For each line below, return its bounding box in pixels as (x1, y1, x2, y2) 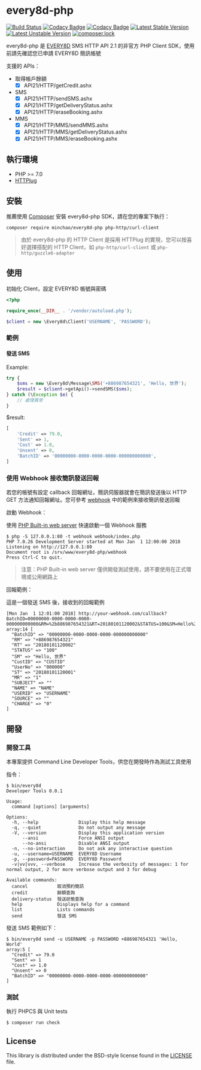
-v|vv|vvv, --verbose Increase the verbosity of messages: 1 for (11, 861, 188, 867)
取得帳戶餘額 (14, 75, 47, 82)
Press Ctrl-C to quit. (6, 554, 63, 560)
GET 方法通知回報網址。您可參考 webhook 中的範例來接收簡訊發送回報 (6, 496, 181, 504)
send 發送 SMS (11, 913, 77, 919)
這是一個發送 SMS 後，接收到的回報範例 (6, 599, 105, 606)
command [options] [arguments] (11, 804, 90, 810)
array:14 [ (6, 626, 33, 632)
